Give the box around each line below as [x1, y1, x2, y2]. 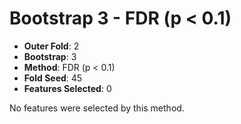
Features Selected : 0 [23, 82, 112, 94]
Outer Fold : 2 [23, 40, 80, 52]
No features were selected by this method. [9, 102, 185, 114]
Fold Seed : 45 [23, 72, 83, 84]
